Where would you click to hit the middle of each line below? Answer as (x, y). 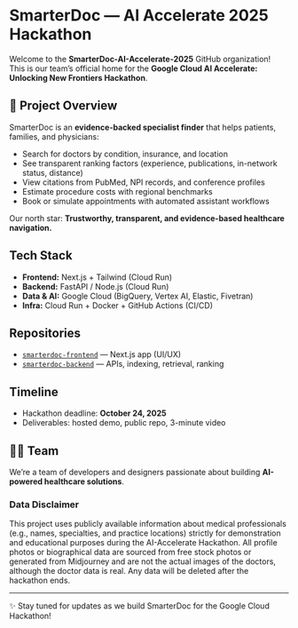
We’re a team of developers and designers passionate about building (135, 472)
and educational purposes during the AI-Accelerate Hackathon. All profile (143, 543)
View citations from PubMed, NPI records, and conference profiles (144, 182)
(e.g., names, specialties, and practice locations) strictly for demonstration (145, 533)
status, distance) (53, 172)
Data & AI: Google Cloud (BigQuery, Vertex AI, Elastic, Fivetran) (137, 296)
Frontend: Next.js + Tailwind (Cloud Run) (97, 277)
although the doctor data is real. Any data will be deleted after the (129, 571)
